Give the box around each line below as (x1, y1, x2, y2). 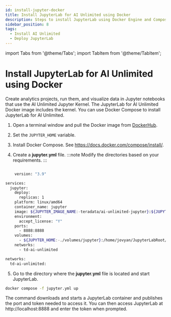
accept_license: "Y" (18, 218, 63, 224)
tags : (5, 27, 17, 32)
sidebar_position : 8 (5, 21, 49, 27)
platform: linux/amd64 (14, 200, 63, 205)
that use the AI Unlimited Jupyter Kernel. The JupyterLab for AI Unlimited (5, 101, 159, 107)
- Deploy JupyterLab (10, 36, 53, 41)
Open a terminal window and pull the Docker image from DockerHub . (12, 122, 158, 128)
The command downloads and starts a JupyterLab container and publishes (5, 295, 163, 301)
